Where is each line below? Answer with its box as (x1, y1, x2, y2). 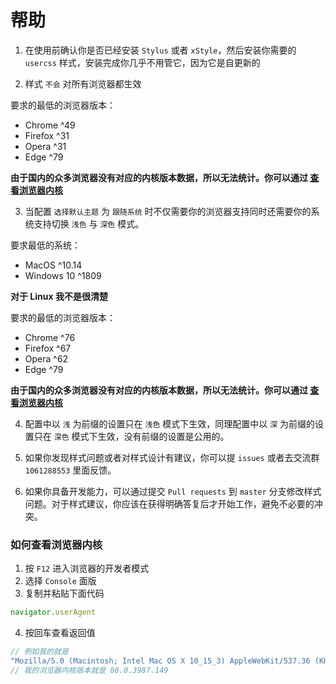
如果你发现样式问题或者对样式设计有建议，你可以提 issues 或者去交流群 (24, 451, 320, 463)
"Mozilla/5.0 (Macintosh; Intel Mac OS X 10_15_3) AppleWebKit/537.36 (10, 656, 311, 666)
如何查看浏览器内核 (10, 537, 103, 551)
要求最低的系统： (10, 239, 81, 251)
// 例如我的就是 (10, 647, 69, 657)
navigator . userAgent (10, 607, 97, 618)
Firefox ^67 (24, 342, 72, 354)
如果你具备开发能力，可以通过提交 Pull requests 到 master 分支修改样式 (24, 485, 322, 497)
